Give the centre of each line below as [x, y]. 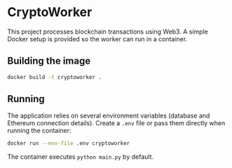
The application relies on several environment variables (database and [109, 115]
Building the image [49, 61]
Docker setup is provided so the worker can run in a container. [97, 38]
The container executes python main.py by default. [81, 157]
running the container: [39, 131]
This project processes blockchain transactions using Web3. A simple [108, 31]
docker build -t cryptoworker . [54, 77]
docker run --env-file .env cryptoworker [69, 143]
